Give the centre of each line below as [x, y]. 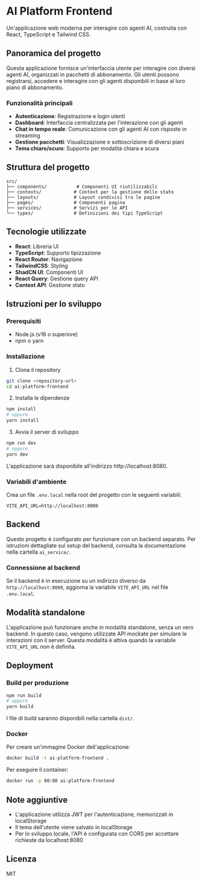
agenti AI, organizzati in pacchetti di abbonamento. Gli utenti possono [93, 75]
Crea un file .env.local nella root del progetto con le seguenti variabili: [94, 494]
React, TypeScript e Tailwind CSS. [49, 34]
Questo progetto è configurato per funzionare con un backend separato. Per [101, 539]
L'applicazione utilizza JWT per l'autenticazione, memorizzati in [94, 814]
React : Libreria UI [37, 246]
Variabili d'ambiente [36, 482]
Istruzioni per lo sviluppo [54, 304]
